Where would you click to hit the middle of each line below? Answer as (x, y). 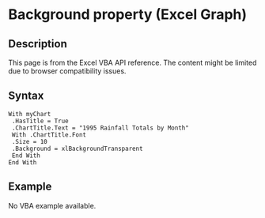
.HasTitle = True (40, 121)
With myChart (30, 114)
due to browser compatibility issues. (67, 71)
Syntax (26, 96)
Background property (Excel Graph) (128, 15)
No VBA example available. (52, 205)
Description (38, 44)
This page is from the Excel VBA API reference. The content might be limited (132, 62)
